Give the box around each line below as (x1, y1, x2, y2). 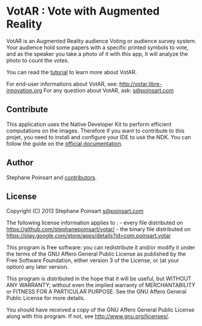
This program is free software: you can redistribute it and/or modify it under (6, 244, 195, 251)
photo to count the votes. (6, 57, 70, 64)
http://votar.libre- (119, 80, 163, 88)
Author (6, 158, 33, 168)
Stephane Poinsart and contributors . (6, 173, 97, 181)
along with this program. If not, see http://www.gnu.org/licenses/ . (6, 313, 170, 320)
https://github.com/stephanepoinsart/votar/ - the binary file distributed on (6, 226, 191, 233)
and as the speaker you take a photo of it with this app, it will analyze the (6, 50, 188, 57)
